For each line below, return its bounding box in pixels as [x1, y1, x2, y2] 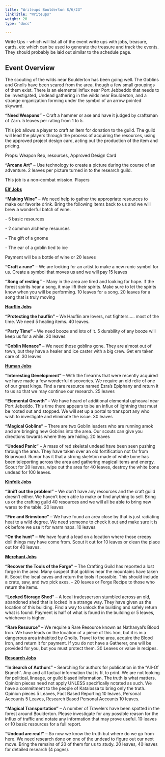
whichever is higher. [5, 615, 46, 621]
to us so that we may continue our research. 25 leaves [5, 388, 115, 395]
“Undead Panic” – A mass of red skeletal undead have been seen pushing [5, 443, 156, 449]
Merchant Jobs [5, 554, 37, 560]
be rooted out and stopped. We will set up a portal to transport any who [5, 408, 150, 414]
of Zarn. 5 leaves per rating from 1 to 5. [5, 118, 84, 124]
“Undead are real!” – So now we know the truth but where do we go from [5, 731, 154, 737]
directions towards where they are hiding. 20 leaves [5, 433, 110, 439]
